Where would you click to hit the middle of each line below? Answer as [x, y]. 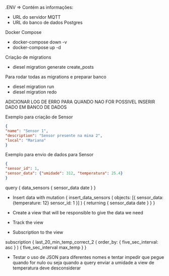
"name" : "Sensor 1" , [27, 131]
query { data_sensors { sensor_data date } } [50, 188]
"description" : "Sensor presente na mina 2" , [54, 135]
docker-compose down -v [40, 42]
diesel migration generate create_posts [53, 67]
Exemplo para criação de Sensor [39, 117]
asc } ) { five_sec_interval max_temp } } [46, 247]
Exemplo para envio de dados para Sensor [49, 155]
